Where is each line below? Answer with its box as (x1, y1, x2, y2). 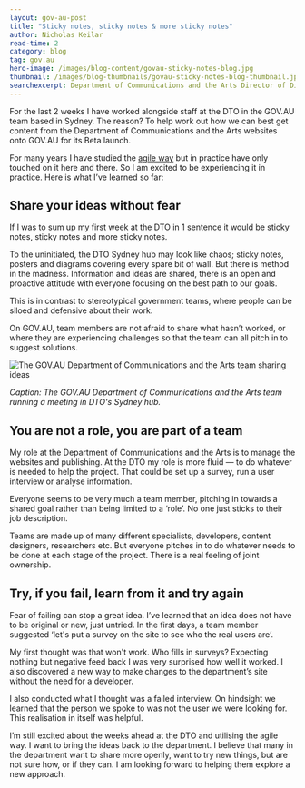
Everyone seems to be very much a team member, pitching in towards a (9, 494, 279, 505)
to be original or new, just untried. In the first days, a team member (9, 619, 259, 631)
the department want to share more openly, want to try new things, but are (9, 750, 289, 761)
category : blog (9, 47, 67, 56)
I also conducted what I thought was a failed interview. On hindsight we (9, 694, 277, 704)
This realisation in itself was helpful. (9, 713, 143, 724)
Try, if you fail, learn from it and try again (9, 586, 245, 601)
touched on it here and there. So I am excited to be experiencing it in (9, 162, 266, 172)
